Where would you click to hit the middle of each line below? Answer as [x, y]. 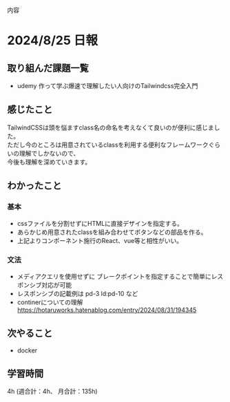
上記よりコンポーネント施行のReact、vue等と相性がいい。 [100, 240]
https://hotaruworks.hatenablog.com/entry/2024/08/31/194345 [107, 310]
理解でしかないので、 [49, 153]
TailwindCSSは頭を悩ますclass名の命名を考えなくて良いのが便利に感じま [111, 127]
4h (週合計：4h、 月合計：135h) [52, 392]
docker [27, 350]
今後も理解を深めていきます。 [49, 162]
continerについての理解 [50, 302]
